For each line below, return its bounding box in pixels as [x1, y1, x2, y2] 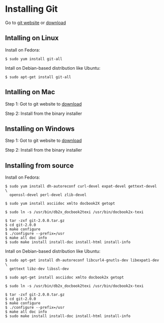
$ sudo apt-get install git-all [5, 75, 71, 80]
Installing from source [5, 161, 74, 170]
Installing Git [5, 3, 58, 15]
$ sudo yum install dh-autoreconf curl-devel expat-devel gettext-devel [5, 184, 157, 189]
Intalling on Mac [5, 88, 55, 96]
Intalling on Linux [5, 34, 59, 42]
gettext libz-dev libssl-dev [9, 267, 69, 271]
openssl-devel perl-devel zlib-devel [9, 192, 87, 197]
